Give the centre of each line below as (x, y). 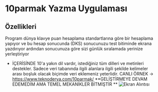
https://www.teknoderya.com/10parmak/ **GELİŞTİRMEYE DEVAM (80, 79)
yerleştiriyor (17, 54)
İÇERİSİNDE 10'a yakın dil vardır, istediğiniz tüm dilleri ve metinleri (78, 63)
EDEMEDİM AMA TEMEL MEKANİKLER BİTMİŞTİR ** (65, 84)
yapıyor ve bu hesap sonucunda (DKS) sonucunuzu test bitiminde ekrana (79, 44)
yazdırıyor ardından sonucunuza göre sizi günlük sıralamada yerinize (74, 49)
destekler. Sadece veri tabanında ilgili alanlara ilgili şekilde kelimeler (80, 69)
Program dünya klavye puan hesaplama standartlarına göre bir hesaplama (79, 38)
